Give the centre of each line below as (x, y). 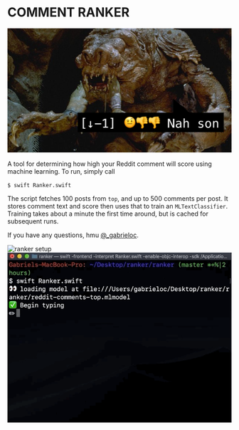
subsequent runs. (33, 221)
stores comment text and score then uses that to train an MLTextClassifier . (118, 206)
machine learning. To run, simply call (61, 171)
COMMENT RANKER (69, 12)
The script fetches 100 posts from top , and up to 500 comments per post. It (118, 199)
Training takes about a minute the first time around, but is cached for (108, 214)
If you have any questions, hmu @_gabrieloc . (73, 235)
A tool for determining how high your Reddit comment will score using (110, 164)
